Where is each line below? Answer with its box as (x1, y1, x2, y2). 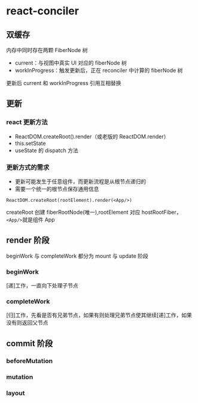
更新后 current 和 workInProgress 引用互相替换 (6, 80, 121, 86)
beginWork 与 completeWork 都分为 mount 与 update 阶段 (6, 252, 148, 259)
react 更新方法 (6, 118, 48, 126)
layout (6, 389, 25, 397)
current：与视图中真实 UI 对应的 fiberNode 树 (14, 59, 127, 66)
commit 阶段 (6, 338, 53, 349)
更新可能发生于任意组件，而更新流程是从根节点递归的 (14, 178, 147, 185)
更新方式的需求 (6, 163, 50, 171)
